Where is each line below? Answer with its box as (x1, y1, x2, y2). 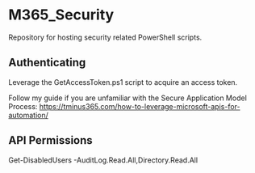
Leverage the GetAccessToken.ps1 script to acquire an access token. (8, 77, 238, 86)
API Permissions (8, 133, 93, 147)
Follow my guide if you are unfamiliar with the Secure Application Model (8, 93, 248, 103)
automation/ (8, 110, 48, 120)
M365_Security (8, 6, 115, 24)
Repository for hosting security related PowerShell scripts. (8, 32, 203, 42)
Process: (8, 101, 38, 111)
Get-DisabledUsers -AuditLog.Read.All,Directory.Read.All (8, 155, 199, 165)
